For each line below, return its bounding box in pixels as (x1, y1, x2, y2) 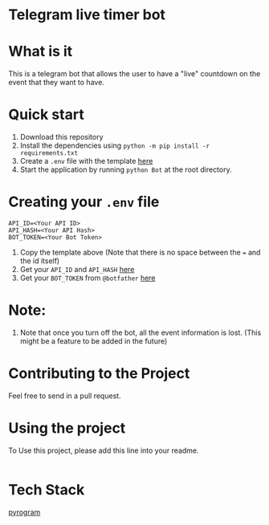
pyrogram (8, 507, 41, 517)
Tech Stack (8, 481, 85, 499)
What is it (8, 43, 73, 61)
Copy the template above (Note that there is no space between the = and (19, 247, 261, 257)
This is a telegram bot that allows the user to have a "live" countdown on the (8, 69, 261, 79)
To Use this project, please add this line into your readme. (8, 446, 199, 455)
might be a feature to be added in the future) (19, 336, 168, 346)
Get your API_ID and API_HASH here (19, 265, 135, 274)
